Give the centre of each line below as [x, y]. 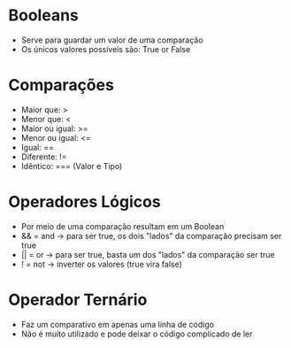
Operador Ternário [78, 300]
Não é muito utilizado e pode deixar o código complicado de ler [137, 334]
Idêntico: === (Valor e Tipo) [72, 166]
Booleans [43, 15]
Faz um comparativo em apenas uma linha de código [117, 324]
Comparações [61, 85]
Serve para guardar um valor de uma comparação [112, 40]
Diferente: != [44, 157]
